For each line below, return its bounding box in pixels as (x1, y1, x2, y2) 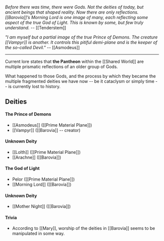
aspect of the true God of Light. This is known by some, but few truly (5, 19, 144, 25)
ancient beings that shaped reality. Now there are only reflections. (5, 9, 139, 15)
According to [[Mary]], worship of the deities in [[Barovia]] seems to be (12, 225, 155, 231)
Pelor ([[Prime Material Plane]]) (12, 176, 75, 182)
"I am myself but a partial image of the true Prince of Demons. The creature (5, 34, 158, 40)
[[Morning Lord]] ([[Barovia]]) (12, 182, 72, 187)
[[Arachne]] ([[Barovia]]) (12, 154, 61, 160)
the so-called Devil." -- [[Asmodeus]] (5, 45, 80, 50)
